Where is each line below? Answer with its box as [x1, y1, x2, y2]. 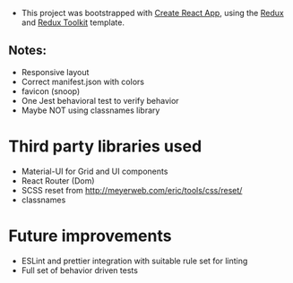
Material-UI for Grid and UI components [21, 166, 168, 176]
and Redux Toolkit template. [21, 17, 125, 28]
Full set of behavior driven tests [21, 264, 138, 276]
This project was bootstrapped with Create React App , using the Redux [21, 8, 284, 18]
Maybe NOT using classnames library [21, 105, 160, 116]
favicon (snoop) [21, 85, 81, 97]
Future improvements [8, 226, 172, 245]
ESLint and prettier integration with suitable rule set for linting [21, 255, 248, 266]
